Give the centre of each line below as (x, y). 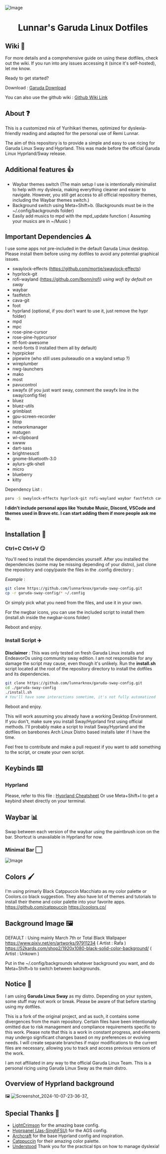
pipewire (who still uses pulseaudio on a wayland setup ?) (71, 359)
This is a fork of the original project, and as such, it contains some (72, 1016)
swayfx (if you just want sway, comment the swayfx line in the (76, 390)
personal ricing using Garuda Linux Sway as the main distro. (66, 1068)
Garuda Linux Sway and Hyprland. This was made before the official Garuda (83, 148)
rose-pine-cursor (30, 332)
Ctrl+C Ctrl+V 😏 (25, 548)
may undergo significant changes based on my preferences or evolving (78, 1037)
